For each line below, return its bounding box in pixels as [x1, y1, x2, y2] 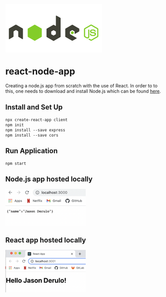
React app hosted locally [5, 236, 86, 245]
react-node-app [5, 66, 76, 78]
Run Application [5, 146, 58, 155]
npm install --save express [5, 127, 66, 133]
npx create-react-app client [5, 117, 68, 122]
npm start [5, 161, 27, 166]
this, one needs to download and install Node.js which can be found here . [5, 88, 161, 94]
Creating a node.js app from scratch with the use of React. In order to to [5, 82, 158, 88]
